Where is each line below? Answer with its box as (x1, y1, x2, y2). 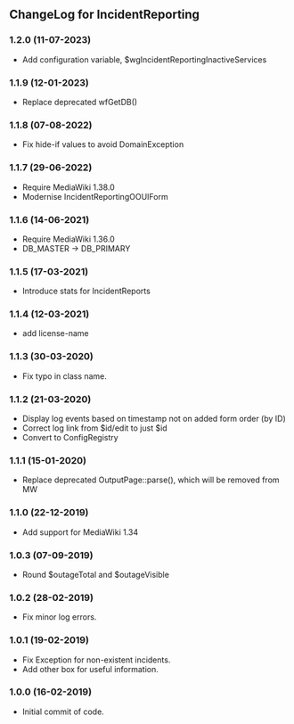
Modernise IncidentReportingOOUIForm (21, 191, 168, 202)
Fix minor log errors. (21, 612, 97, 622)
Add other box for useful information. (21, 663, 159, 674)
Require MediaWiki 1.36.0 (21, 234, 115, 244)
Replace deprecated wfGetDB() (21, 96, 138, 107)
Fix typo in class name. (21, 370, 107, 382)
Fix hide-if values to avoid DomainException (21, 139, 184, 150)
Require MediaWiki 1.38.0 (21, 182, 116, 193)
